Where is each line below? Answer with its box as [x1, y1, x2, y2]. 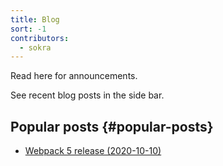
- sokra [19, 42, 52, 53]
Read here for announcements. [10, 70, 138, 82]
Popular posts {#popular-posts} [10, 118, 214, 135]
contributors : [10, 33, 70, 43]
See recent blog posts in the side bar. [10, 89, 165, 101]
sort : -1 [10, 24, 47, 34]
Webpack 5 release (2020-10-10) [24, 145, 162, 157]
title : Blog [10, 14, 60, 25]
